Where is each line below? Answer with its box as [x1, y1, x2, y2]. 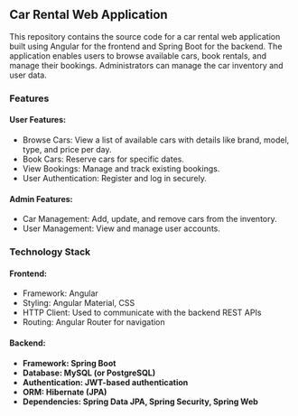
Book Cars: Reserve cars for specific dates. [22, 153, 185, 164]
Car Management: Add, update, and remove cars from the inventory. [22, 214, 277, 225]
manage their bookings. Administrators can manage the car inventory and [9, 60, 284, 70]
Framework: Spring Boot [22, 358, 116, 369]
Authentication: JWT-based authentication [22, 377, 189, 388]
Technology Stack [9, 245, 91, 258]
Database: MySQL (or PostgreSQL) [22, 367, 156, 378]
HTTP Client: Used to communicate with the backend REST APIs [22, 307, 262, 319]
